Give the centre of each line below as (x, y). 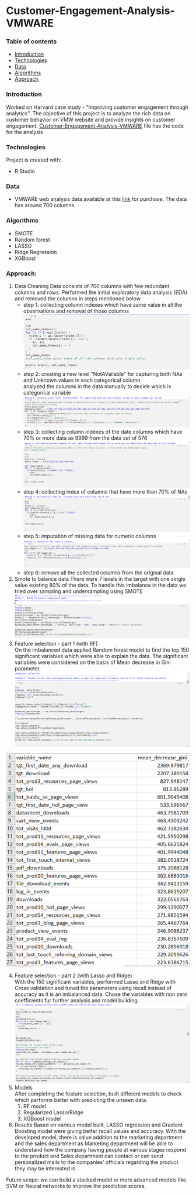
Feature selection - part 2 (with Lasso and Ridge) (73, 975)
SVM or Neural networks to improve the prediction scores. (76, 1186)
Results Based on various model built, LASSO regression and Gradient (99, 1125)
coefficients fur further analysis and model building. (77, 1000)
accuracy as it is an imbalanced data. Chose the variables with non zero (101, 994)
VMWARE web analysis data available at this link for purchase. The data (101, 199)
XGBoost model (42, 1119)
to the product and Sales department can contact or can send (89, 1156)
